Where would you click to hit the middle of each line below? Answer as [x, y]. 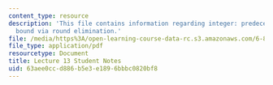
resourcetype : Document [49, 53]
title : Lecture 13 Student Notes [65, 62]
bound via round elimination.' [69, 31]
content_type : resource [49, 16]
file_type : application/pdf [56, 46]
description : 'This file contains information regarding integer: [123, 23]
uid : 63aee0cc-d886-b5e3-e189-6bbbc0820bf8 [83, 69]
